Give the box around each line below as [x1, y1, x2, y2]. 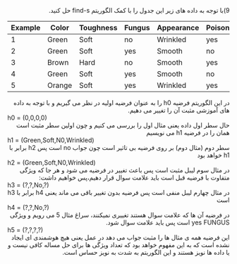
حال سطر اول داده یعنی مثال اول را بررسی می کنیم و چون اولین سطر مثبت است [16, 121, 230, 129]
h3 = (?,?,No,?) [7, 181, 49, 189]
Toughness [78, 23, 118, 32]
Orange [47, 80, 73, 90]
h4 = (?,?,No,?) [7, 203, 49, 211]
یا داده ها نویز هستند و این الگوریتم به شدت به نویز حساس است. [62, 249, 230, 256]
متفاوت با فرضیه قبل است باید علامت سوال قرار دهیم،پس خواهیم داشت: [38, 173, 230, 182]
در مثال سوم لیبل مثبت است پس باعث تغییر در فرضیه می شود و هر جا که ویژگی [19, 166, 230, 174]
